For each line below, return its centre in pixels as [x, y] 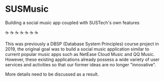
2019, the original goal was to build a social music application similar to [77, 49]
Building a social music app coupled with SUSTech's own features [72, 23]
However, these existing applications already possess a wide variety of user [82, 59]
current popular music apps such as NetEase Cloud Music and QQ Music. [80, 54]
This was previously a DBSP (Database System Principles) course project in [82, 44]
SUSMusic [27, 9]
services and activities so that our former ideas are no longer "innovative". [81, 64]
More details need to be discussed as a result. [52, 74]
